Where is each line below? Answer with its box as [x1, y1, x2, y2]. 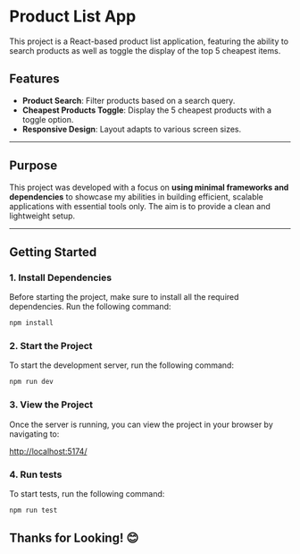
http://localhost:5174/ [9, 446, 87, 456]
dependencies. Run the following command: [9, 302, 171, 312]
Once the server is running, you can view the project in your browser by [9, 419, 274, 430]
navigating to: [9, 428, 60, 439]
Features [9, 72, 60, 87]
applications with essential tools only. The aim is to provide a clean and [9, 200, 271, 211]
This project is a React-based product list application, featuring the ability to [9, 36, 288, 47]
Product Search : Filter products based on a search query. [21, 95, 236, 106]
